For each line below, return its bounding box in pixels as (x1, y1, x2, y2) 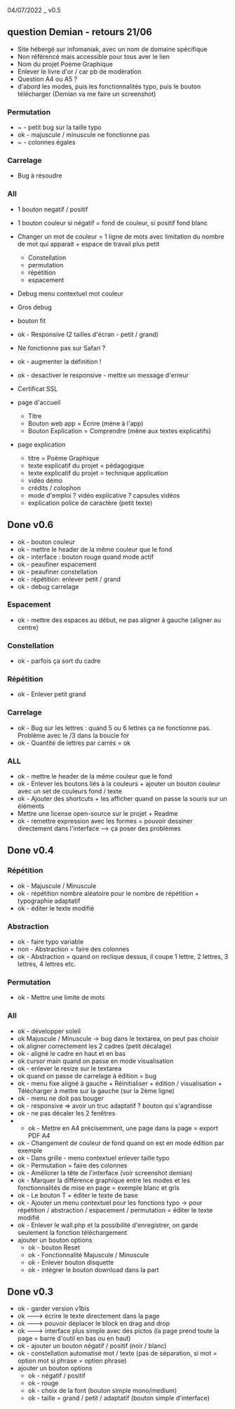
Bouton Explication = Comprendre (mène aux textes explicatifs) (27, 426, 212, 435)
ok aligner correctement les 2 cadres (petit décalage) (17, 1042, 172, 1050)
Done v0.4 (7, 845, 54, 856)
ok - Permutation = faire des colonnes (17, 1161, 128, 1170)
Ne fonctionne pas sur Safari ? (17, 343, 106, 352)
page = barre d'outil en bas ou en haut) (17, 1334, 131, 1343)
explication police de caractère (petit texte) (27, 498, 153, 507)
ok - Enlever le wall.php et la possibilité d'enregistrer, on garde (17, 1221, 199, 1229)
